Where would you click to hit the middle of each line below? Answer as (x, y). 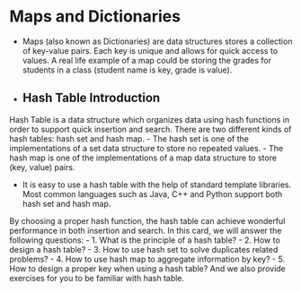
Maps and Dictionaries (95, 17)
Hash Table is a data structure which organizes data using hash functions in (150, 119)
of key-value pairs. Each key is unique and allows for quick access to (150, 50)
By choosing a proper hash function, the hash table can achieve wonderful (147, 220)
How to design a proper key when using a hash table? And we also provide (147, 268)
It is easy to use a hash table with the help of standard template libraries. (157, 185)
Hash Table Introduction (91, 98)
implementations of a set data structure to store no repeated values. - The (146, 148)
